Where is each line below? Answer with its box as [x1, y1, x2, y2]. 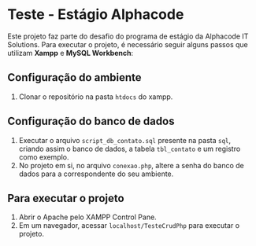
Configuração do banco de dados [7, 115, 175, 128]
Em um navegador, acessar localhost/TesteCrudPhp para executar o [18, 221, 240, 230]
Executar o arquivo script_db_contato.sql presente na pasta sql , [18, 135, 232, 145]
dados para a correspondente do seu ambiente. [18, 169, 174, 178]
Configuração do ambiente [7, 71, 143, 84]
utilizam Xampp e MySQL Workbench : [7, 48, 134, 57]
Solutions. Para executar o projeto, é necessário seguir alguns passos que [7, 39, 249, 49]
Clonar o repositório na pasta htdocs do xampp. [18, 92, 173, 101]
